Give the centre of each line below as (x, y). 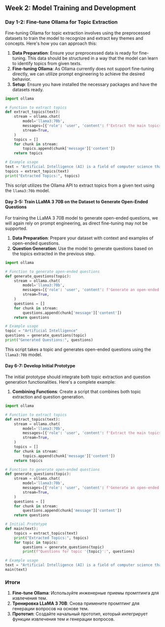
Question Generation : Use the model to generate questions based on (82, 248)
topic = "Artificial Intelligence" (41, 331)
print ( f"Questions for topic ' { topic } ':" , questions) (79, 552)
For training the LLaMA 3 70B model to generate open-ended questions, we (82, 218)
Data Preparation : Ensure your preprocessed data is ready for (75, 53)
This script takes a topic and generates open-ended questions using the (78, 349)
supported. (16, 228)
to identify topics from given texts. (47, 63)
